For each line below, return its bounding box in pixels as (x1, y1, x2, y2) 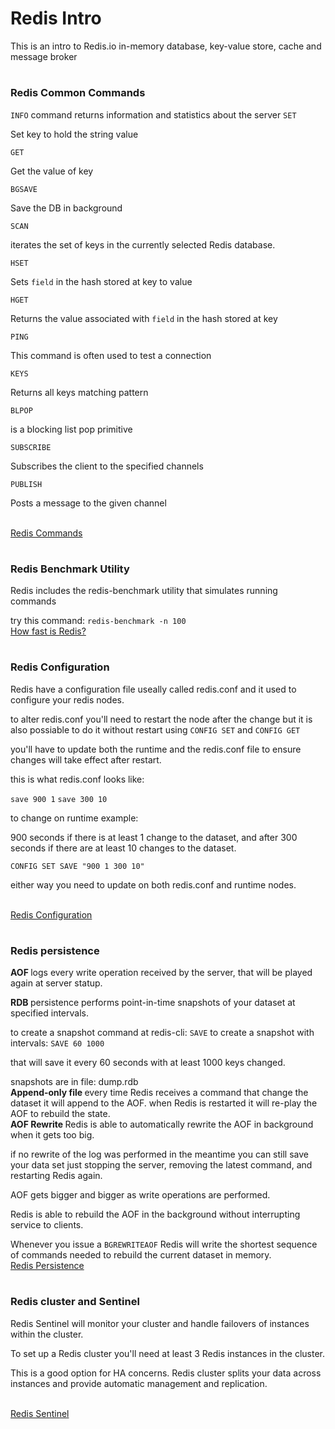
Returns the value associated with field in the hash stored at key (10, 312, 278, 324)
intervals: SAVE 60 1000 (10, 1037, 105, 1049)
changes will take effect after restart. (10, 753, 162, 766)
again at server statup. (10, 977, 103, 989)
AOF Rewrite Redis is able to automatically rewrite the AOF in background (10, 1118, 314, 1131)
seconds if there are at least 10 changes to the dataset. (10, 842, 237, 854)
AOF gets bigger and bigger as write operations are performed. (10, 1189, 271, 1201)
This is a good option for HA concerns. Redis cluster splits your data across (10, 1367, 322, 1379)
